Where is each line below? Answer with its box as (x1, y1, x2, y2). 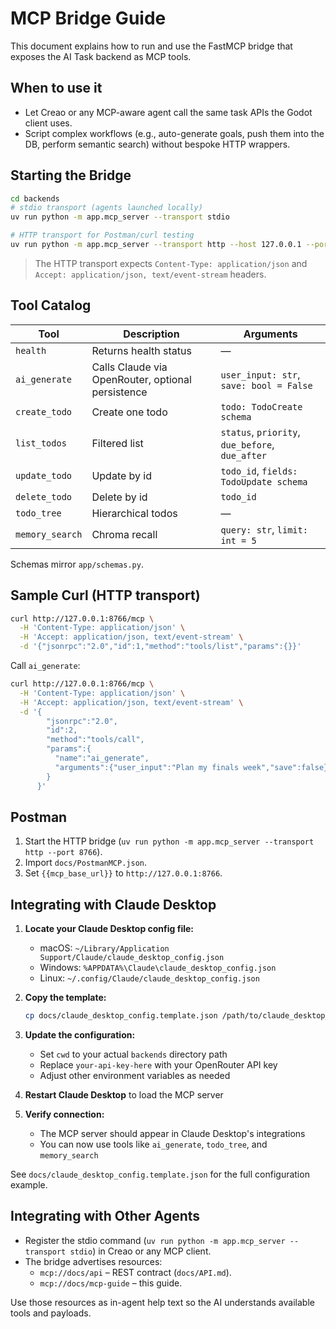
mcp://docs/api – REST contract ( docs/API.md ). (39, 1266, 232, 1278)
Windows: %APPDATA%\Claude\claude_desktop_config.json (39, 962, 277, 974)
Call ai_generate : (10, 660, 81, 672)
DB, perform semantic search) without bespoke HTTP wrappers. (24, 138, 291, 150)
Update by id (91, 468, 153, 482)
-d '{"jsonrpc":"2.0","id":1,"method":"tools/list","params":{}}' (19, 642, 302, 652)
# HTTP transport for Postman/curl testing (10, 230, 195, 241)
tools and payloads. (10, 1307, 92, 1319)
